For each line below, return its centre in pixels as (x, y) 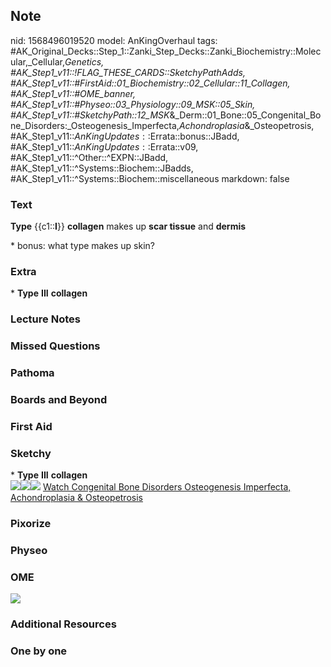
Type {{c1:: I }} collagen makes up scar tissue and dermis (128, 226)
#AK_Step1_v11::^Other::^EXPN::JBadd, (89, 157)
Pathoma (32, 373)
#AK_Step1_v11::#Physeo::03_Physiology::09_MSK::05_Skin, (133, 104)
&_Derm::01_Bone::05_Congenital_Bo (245, 115)
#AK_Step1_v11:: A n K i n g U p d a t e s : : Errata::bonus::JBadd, (125, 136)
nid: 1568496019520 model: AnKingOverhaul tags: (114, 40)
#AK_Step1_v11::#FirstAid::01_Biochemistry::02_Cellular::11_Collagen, (150, 83)
